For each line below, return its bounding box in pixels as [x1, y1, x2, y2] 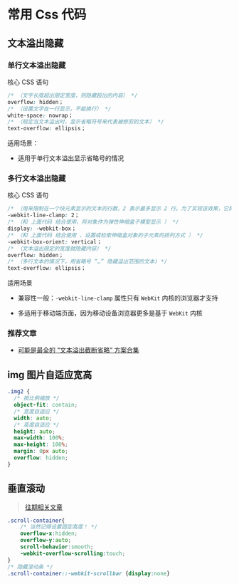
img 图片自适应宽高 [7, 368, 92, 381]
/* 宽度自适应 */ [14, 407, 60, 415]
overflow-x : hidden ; [20, 530, 78, 538]
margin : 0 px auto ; [14, 448, 69, 455]
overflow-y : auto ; [20, 537, 72, 544]
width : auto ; [14, 414, 53, 422]
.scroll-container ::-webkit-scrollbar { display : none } [7, 570, 171, 577]
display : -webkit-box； [7, 225, 77, 232]
